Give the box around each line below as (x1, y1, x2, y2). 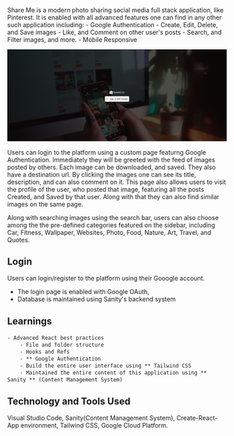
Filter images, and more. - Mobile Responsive (7, 36, 138, 44)
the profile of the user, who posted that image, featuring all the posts (7, 185, 204, 194)
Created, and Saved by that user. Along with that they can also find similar (7, 192, 219, 201)
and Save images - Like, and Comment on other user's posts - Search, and (7, 28, 221, 36)
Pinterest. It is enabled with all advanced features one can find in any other (7, 13, 222, 22)
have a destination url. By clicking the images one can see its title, (7, 170, 196, 178)
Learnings (7, 315, 52, 327)
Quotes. (7, 235, 30, 244)
